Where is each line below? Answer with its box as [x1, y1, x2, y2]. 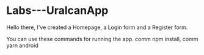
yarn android [6, 42, 38, 49]
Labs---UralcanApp [6, 4, 109, 18]
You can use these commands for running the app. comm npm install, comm [6, 35, 199, 42]
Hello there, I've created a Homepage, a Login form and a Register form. [6, 24, 188, 31]
